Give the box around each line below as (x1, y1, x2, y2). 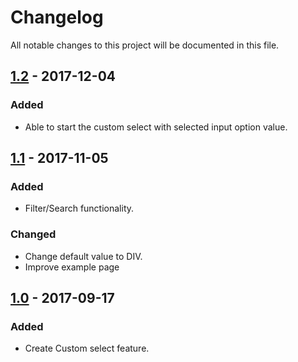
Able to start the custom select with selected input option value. (24, 121, 288, 133)
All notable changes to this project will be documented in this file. (10, 39, 280, 51)
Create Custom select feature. (24, 342, 150, 355)
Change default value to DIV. (24, 250, 143, 262)
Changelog (10, 6, 104, 29)
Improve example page (24, 261, 120, 273)
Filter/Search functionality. (24, 202, 135, 215)
